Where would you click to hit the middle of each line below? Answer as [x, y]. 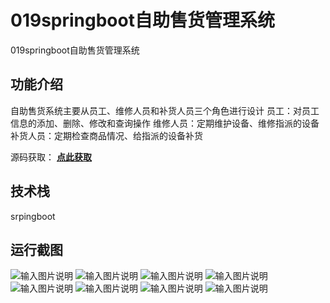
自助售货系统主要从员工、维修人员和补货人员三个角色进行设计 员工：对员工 [165, 110]
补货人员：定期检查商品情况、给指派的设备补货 [106, 135]
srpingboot [33, 216]
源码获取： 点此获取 [51, 157]
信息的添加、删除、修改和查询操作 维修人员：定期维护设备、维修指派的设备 [165, 123]
